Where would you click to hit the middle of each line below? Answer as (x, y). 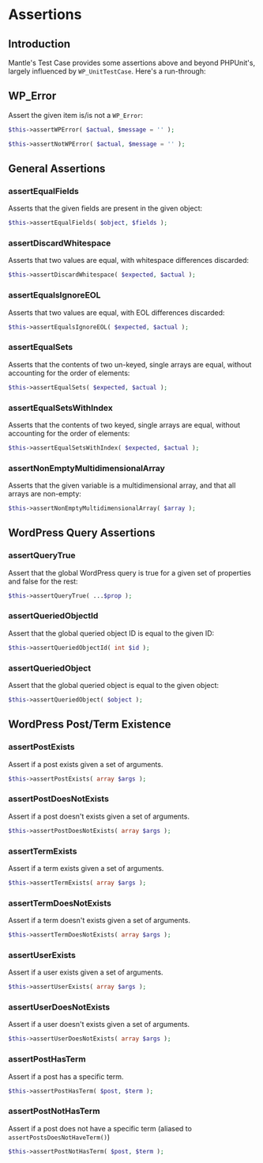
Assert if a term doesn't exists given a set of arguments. (100, 921)
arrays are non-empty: (45, 494)
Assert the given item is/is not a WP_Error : (76, 115)
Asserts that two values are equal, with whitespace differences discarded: (129, 260)
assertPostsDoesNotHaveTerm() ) (59, 1137)
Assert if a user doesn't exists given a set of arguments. (99, 1024)
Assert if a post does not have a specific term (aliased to (100, 1128)
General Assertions (57, 168)
